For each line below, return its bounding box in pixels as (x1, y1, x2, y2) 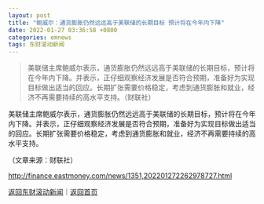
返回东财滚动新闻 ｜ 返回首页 (8, 188, 98, 197)
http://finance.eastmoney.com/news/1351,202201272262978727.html (8, 171, 233, 180)
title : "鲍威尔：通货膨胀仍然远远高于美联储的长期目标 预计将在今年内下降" (8, 19, 225, 27)
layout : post (8, 11, 51, 20)
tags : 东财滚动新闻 (8, 41, 65, 49)
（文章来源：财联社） (8, 155, 77, 165)
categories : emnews (8, 33, 72, 42)
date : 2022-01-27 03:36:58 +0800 (8, 26, 118, 34)
